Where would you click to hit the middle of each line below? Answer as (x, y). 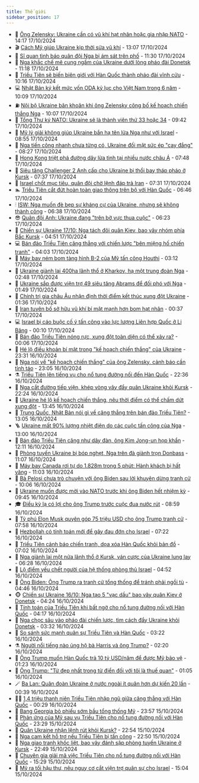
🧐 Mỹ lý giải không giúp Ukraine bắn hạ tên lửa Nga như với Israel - (96, 132)
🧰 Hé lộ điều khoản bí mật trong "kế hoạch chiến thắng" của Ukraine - (100, 349)
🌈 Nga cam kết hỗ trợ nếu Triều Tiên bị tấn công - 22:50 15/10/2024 (97, 736)
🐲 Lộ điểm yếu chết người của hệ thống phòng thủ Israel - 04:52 (93, 569)
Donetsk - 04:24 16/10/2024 (49, 601)
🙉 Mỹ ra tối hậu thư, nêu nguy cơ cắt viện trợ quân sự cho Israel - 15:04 (102, 768)
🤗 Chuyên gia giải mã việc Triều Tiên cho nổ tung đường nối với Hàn (97, 755)
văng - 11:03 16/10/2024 (44, 472)
